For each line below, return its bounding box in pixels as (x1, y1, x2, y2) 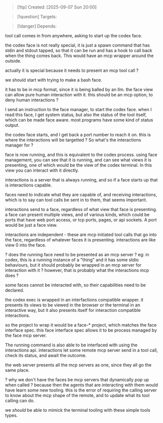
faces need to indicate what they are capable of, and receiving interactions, (5, 192, 158, 197)
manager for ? (5, 142, 33, 148)
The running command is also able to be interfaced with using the (5, 342, 138, 348)
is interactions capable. (5, 182, 52, 188)
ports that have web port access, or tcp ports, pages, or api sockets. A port (5, 217, 157, 223)
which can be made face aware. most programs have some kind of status (5, 117, 153, 122)
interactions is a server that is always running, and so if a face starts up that (5, 177, 158, 182)
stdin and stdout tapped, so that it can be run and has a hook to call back (5, 48, 153, 53)
